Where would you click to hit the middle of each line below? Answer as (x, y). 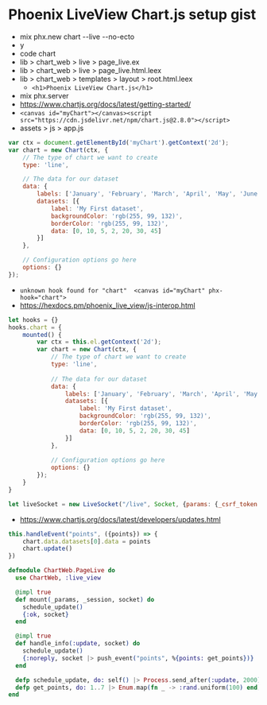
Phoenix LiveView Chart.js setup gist (132, 15)
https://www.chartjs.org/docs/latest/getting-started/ (105, 104)
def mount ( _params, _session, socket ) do (85, 599)
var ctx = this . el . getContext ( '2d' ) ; (99, 342)
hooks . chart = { (35, 327)
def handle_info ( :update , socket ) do (78, 644)
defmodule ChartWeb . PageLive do (62, 571)
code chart (38, 53)
